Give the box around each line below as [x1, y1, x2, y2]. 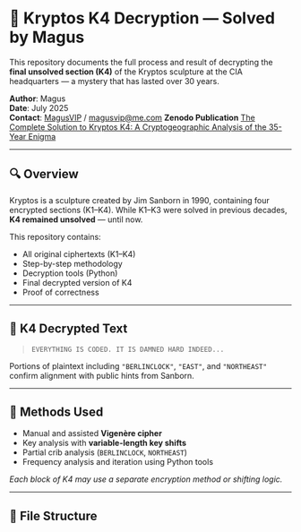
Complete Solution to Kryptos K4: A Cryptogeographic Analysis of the [9, 121, 267, 133]
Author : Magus [9, 93, 66, 104]
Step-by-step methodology [21, 258, 123, 269]
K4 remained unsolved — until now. [9, 214, 143, 225]
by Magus [9, 27, 85, 47]
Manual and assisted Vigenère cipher [21, 428, 163, 439]
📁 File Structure [9, 508, 98, 523]
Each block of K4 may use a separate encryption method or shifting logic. [9, 474, 283, 485]
